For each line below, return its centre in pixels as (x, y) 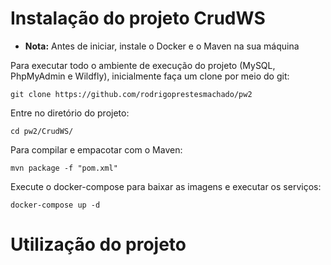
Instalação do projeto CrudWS (138, 18)
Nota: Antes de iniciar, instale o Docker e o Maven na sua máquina (162, 46)
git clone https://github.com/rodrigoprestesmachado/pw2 (131, 94)
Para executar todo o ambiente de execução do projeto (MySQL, (143, 65)
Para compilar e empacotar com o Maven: (96, 149)
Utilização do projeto (98, 244)
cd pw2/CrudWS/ (42, 131)
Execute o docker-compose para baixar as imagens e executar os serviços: (166, 186)
